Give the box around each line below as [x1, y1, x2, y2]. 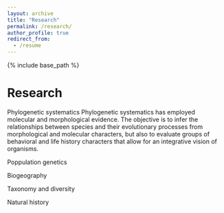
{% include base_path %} [7, 61, 80, 69]
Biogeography [7, 171, 47, 179]
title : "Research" [7, 17, 60, 23]
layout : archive [7, 10, 54, 17]
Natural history [7, 198, 49, 206]
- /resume [13, 42, 41, 49]
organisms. [7, 144, 39, 152]
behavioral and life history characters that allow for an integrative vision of [7, 137, 218, 145]
